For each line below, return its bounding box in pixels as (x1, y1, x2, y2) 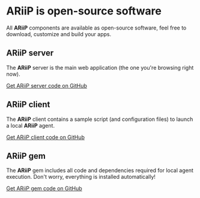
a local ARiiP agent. (6, 122, 55, 129)
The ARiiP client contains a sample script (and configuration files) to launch (6, 116, 193, 123)
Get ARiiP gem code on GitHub (6, 185, 82, 192)
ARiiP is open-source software (6, 4, 162, 18)
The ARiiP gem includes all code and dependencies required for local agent (6, 167, 194, 174)
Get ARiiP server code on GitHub (6, 82, 87, 89)
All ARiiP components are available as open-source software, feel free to (6, 24, 187, 31)
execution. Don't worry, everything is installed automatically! (6, 173, 156, 181)
